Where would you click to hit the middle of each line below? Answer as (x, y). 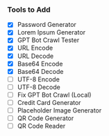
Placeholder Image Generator (59, 110)
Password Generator (47, 25)
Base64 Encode (40, 64)
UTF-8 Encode (39, 79)
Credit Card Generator (49, 102)
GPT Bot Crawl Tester (48, 40)
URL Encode (35, 48)
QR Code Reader (41, 126)
